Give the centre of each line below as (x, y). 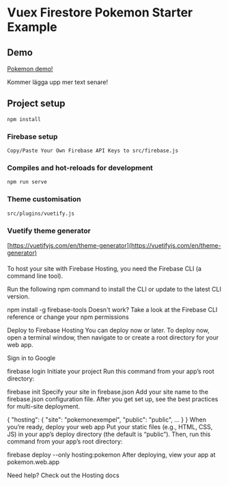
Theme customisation (44, 199)
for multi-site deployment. (44, 406)
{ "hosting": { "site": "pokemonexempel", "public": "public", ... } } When (107, 420)
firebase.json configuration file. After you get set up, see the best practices (113, 399)
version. (18, 296)
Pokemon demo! (30, 69)
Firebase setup (32, 136)
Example (32, 27)
